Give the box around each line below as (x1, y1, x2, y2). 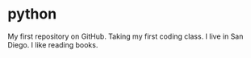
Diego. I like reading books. (7, 39, 98, 49)
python (7, 5, 57, 23)
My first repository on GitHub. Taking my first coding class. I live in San (7, 31, 244, 41)
